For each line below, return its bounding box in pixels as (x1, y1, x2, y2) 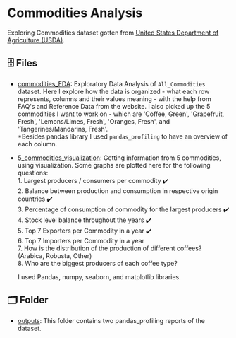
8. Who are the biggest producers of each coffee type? (17, 259, 178, 267)
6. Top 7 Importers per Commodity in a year (17, 236, 144, 245)
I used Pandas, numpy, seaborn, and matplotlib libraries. (17, 272, 181, 281)
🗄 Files (7, 57, 37, 69)
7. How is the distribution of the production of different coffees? (17, 244, 202, 252)
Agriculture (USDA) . (7, 35, 65, 44)
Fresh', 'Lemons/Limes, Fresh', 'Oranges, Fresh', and (17, 117, 170, 125)
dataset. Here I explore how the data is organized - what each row (17, 87, 210, 95)
